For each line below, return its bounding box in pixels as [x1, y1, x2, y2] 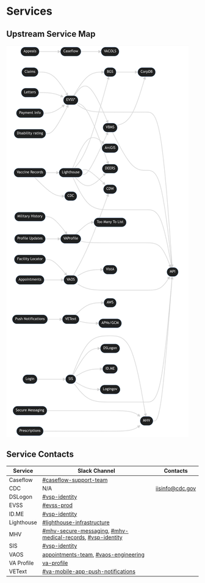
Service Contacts [6, 449, 74, 460]
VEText [9, 568, 27, 575]
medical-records [42, 534, 85, 541]
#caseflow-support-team [42, 476, 108, 483]
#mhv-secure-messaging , [42, 527, 110, 535]
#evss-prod [42, 502, 73, 509]
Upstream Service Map [6, 29, 96, 39]
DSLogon [9, 493, 32, 500]
